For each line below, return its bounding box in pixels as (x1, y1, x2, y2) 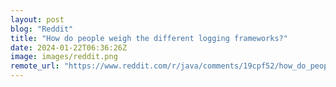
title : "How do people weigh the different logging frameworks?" (10, 33, 288, 43)
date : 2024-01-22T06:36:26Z (10, 42, 128, 53)
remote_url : (10, 61, 60, 71)
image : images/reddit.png (10, 52, 118, 62)
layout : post (10, 14, 65, 25)
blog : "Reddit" (10, 24, 74, 34)
